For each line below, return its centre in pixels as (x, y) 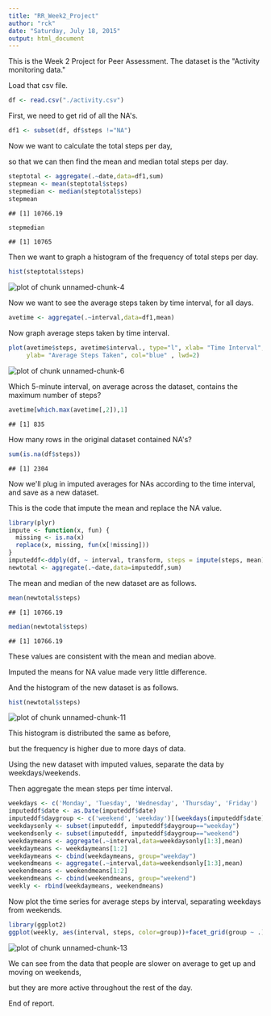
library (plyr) (32, 523)
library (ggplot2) (38, 925)
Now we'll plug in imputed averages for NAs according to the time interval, (132, 483)
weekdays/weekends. (44, 773)
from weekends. (35, 909)
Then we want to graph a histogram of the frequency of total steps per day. (133, 257)
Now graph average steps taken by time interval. (89, 333)
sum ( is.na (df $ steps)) (45, 454)
